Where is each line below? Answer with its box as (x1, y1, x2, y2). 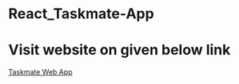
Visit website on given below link (8, 41, 231, 59)
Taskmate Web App (8, 67, 74, 77)
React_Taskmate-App (8, 5, 154, 23)
